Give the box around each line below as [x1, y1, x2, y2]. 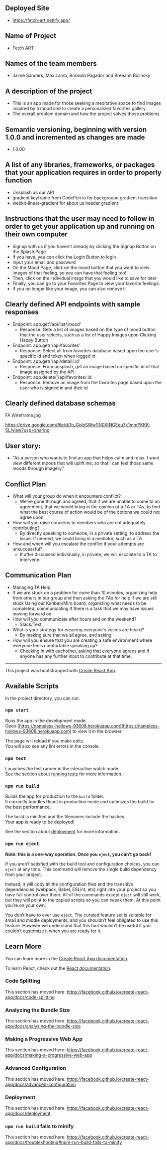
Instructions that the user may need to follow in [5, 214, 155, 223]
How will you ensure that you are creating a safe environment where [12, 637, 153, 643]
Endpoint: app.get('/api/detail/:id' [12, 358, 81, 364]
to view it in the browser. [72, 728, 123, 734]
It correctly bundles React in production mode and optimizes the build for [5, 799, 155, 805]
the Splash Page [12, 249, 46, 255]
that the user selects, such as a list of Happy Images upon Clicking [19, 331, 157, 338]
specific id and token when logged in [19, 353, 96, 359]
